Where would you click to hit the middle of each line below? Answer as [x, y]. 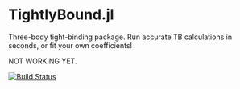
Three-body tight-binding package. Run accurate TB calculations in [120, 37]
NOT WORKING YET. [43, 61]
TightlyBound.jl [61, 15]
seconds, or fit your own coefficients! [70, 45]
